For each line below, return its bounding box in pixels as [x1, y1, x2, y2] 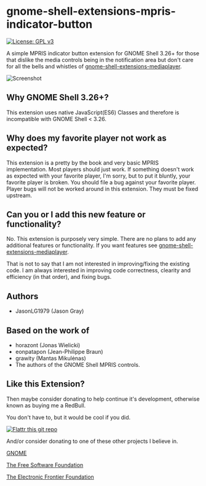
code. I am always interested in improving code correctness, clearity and [6, 267, 191, 274]
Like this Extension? [6, 379, 85, 390]
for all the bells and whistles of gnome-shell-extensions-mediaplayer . [6, 63, 183, 70]
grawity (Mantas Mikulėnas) [15, 355, 86, 362]
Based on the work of [6, 325, 90, 335]
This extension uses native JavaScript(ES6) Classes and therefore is [6, 109, 180, 116]
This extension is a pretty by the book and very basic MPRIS [6, 159, 159, 167]
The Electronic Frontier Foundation [6, 473, 94, 480]
